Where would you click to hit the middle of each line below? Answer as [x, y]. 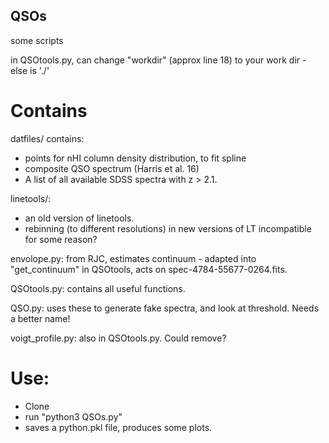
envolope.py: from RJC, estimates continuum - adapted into [133, 258]
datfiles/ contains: [47, 138]
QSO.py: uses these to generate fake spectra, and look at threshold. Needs [165, 308]
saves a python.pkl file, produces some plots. [118, 427]
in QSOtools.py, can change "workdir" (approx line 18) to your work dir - [158, 60]
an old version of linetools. [79, 218]
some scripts [37, 40]
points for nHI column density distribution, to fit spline [135, 158]
